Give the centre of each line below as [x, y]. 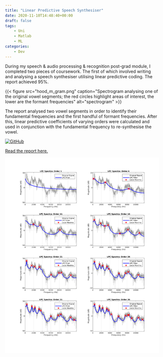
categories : [17, 46]
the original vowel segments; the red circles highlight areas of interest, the [80, 96]
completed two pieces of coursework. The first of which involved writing [78, 71]
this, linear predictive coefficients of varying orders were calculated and [77, 121]
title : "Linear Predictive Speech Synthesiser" [54, 10]
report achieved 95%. [27, 82]
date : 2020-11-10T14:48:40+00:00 [39, 15]
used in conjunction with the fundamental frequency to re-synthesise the [78, 127]
